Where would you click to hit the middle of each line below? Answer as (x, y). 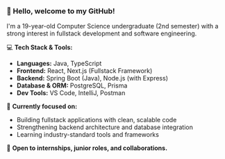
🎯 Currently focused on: (42, 106)
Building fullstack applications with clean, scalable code (97, 120)
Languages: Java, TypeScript (59, 64)
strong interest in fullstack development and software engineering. (102, 33)
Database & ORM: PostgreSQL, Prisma (72, 85)
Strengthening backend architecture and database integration (105, 127)
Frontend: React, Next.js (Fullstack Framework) (84, 71)
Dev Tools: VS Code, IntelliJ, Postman (71, 93)
